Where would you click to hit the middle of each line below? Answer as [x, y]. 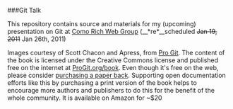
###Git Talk [24, 10]
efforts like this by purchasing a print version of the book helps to [102, 83]
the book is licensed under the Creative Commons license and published [113, 60]
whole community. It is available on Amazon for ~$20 [85, 98]
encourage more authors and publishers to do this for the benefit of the [111, 90]
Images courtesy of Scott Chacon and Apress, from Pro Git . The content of [116, 53]
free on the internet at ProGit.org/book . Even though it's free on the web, [113, 68]
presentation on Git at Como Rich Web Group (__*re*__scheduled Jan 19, [112, 31]
